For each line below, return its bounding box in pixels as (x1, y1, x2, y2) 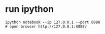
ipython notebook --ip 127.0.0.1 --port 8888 (5, 20, 100, 25)
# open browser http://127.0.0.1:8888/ (5, 24, 87, 29)
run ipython (5, 3, 54, 15)
